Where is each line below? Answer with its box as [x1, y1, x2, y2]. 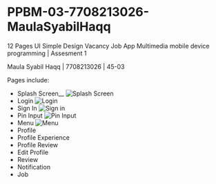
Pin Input [17, 111, 43, 120]
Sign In [17, 104, 37, 112]
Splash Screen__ [17, 89, 64, 98]
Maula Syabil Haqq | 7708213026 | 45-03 [7, 62, 125, 71]
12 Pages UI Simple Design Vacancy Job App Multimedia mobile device [7, 42, 210, 50]
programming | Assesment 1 [7, 49, 87, 57]
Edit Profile [17, 148, 49, 156]
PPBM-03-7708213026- [7, 4, 150, 20]
